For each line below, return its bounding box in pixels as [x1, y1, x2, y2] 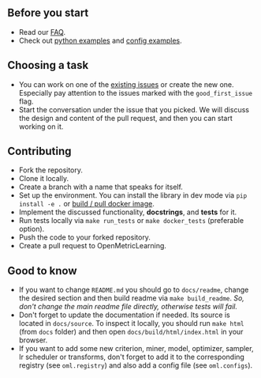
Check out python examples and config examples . [18, 36, 182, 45]
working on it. [18, 122, 64, 131]
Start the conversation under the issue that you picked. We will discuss [18, 104, 250, 114]
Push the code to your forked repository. [18, 232, 151, 242]
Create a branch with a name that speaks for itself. [18, 182, 183, 192]
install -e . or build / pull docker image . [18, 199, 155, 209]
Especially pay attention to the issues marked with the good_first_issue [18, 88, 253, 97]
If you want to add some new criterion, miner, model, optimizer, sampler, [18, 344, 254, 353]
